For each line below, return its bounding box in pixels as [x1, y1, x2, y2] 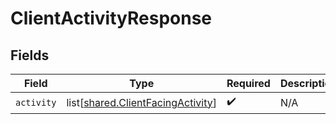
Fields [10, 47, 50, 64]
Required [226, 77, 271, 90]
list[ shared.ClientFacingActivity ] [66, 95, 217, 109]
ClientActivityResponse [10, 7, 213, 30]
